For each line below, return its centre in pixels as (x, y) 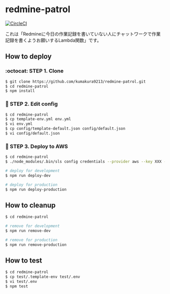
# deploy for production (31, 185)
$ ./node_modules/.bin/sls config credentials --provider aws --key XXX (83, 162)
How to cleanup (30, 205)
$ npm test (17, 286)
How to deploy (29, 57)
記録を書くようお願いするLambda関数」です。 (53, 40)
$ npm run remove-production (36, 245)
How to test (24, 261)
